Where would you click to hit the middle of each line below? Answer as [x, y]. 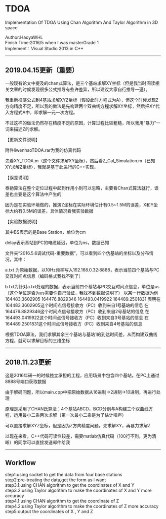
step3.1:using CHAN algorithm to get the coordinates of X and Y [70, 485]
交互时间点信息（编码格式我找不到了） [44, 276]
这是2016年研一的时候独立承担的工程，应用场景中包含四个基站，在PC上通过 [82, 375]
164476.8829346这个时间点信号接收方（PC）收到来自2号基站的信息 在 [77, 311]
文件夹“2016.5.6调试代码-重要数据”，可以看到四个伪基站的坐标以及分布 [77, 253]
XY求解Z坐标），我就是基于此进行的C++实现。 [52, 167]
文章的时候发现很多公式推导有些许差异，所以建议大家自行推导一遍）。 [80, 89]
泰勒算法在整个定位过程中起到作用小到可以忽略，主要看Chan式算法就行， [80, 188]
